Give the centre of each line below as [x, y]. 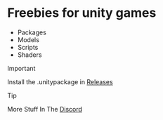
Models [28, 39]
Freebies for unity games [82, 13]
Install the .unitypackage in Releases [60, 81]
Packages [32, 32]
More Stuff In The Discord [45, 109]
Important [21, 68]
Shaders [30, 55]
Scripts [28, 47]
